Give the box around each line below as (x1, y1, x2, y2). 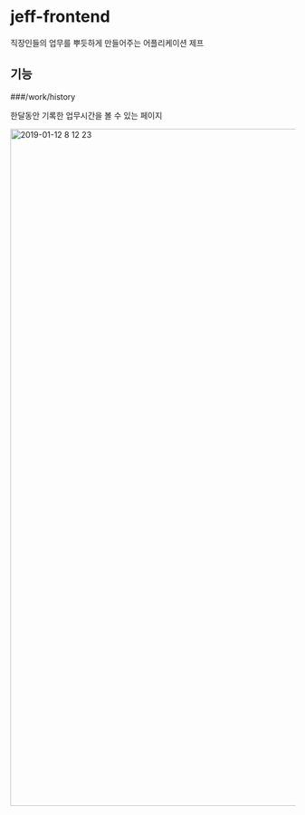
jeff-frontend (10, 6, 111, 27)
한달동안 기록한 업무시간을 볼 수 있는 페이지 (10, 110, 163, 121)
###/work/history (10, 91, 76, 102)
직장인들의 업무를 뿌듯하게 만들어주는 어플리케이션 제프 (10, 37, 205, 48)
